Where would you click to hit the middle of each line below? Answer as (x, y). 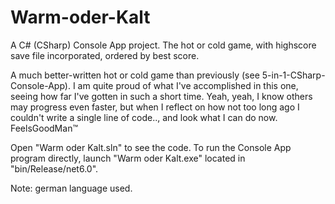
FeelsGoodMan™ (44, 128)
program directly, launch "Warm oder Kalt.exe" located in (128, 158)
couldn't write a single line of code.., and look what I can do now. (144, 117)
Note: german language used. (71, 188)
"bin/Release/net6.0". (54, 168)
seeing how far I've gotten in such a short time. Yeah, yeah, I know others (161, 96)
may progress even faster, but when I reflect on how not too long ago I (155, 107)
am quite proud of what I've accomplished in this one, (188, 85)
